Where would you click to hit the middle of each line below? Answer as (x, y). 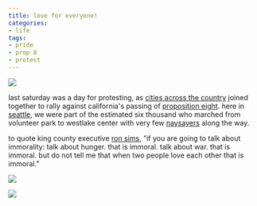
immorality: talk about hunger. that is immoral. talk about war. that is (119, 146)
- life (19, 30)
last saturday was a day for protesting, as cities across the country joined (128, 97)
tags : (17, 38)
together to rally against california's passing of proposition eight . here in (127, 106)
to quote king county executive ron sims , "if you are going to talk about (125, 138)
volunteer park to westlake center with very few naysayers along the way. (129, 122)
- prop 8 (23, 52)
